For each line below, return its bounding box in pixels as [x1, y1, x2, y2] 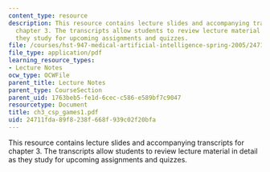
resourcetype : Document [8, 101, 88, 109]
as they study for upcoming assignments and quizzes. [8, 154, 187, 164]
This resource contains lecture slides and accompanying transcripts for [8, 138, 245, 147]
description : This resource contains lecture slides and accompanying [8, 19, 250, 27]
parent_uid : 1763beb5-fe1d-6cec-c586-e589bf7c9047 [8, 94, 182, 102]
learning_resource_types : [8, 57, 95, 65]
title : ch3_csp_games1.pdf [8, 109, 99, 117]
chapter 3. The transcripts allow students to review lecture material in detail [8, 146, 259, 156]
